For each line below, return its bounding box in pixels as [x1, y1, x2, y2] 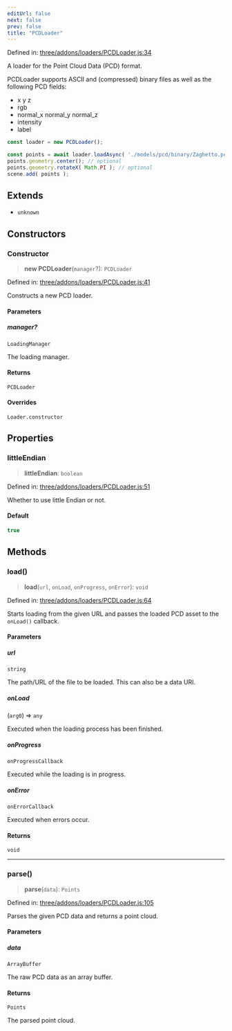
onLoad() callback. [7, 617, 60, 625]
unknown [17, 209, 39, 217]
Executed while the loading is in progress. [7, 770, 126, 778]
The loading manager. [7, 352, 70, 361]
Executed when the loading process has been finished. [7, 724, 164, 733]
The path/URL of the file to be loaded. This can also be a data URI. [7, 678, 195, 686]
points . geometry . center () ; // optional [7, 158, 122, 165]
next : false [7, 17, 41, 24]
